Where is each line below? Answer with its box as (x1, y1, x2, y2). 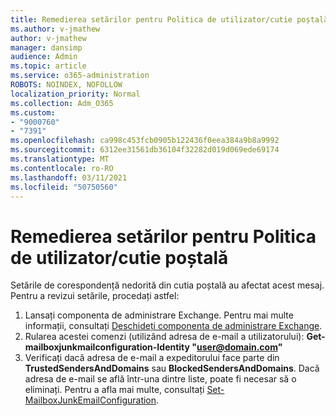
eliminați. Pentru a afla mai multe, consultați (24, 384, 205, 396)
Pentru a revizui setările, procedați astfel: (10, 290, 180, 302)
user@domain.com (196, 341, 278, 353)
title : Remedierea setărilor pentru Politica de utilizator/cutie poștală (10, 14, 329, 25)
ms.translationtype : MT (10, 154, 110, 164)
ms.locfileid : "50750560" (10, 182, 118, 192)
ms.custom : (10, 107, 56, 118)
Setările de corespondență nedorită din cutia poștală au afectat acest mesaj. (10, 279, 325, 291)
